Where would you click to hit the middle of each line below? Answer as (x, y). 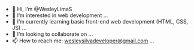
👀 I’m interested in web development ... (60, 15)
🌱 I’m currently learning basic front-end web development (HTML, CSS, (100, 21)
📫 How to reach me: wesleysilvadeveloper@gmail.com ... (83, 41)
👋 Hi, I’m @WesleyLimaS (42, 9)
